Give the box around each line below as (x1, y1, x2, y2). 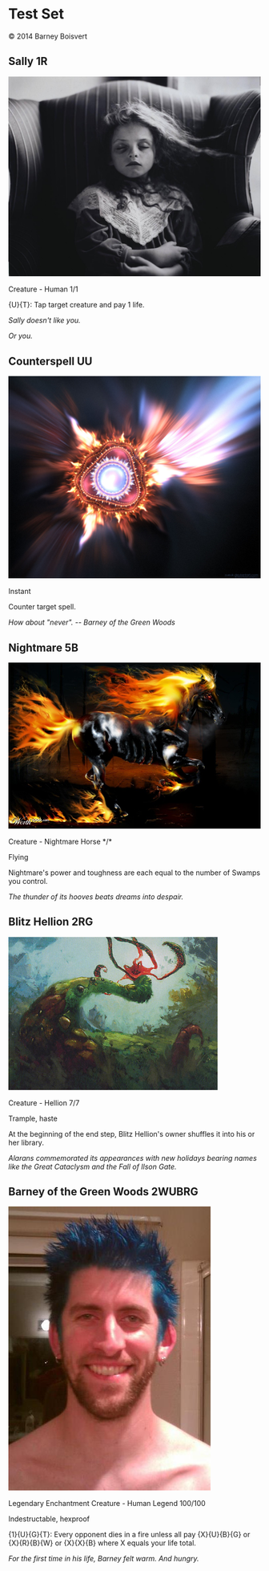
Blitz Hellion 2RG (8, 915, 94, 929)
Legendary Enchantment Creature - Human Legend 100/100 (8, 1499, 206, 1508)
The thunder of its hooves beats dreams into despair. (8, 892, 184, 901)
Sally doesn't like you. (8, 315, 82, 325)
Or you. (8, 331, 34, 341)
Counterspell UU (8, 354, 93, 368)
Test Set (8, 5, 65, 23)
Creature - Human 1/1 (8, 284, 78, 294)
